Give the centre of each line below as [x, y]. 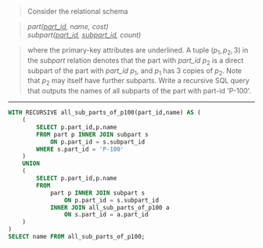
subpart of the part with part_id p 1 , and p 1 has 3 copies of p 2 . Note [135, 71]
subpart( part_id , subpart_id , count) [84, 35]
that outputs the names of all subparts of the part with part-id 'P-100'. [139, 91]
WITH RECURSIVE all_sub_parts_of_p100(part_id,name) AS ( [104, 113]
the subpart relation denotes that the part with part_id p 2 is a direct [135, 61]
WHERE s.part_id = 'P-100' [80, 149]
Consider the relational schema [77, 11]
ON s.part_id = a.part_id [106, 215]
